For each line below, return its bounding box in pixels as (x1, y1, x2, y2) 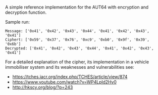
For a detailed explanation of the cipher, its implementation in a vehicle (5, 59, 150, 65)
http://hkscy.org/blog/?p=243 (12, 84, 73, 90)
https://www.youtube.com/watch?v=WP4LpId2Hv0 (12, 79, 117, 85)
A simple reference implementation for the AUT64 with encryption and (5, 4, 149, 10)
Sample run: (5, 19, 30, 25)
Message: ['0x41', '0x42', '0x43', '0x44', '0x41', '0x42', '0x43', (5, 29, 150, 34)
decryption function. (5, 9, 47, 15)
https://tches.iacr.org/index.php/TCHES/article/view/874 (12, 74, 128, 80)
